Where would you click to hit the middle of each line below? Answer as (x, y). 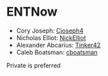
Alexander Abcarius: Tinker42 (58, 45)
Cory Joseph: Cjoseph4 (50, 31)
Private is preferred (33, 65)
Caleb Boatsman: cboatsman (57, 52)
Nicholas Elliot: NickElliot (51, 37)
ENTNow (32, 12)
